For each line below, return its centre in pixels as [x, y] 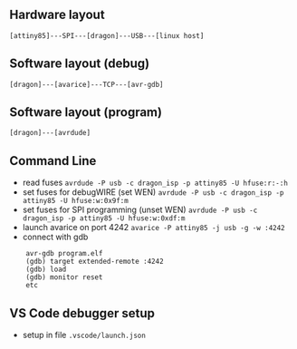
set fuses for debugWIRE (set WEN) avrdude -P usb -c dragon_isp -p [153, 192]
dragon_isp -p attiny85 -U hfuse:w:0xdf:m [104, 218]
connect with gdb [55, 237]
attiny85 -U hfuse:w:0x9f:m [75, 201]
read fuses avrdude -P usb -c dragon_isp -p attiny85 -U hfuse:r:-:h [155, 183]
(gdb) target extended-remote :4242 [95, 262]
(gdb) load [46, 270]
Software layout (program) [86, 112]
